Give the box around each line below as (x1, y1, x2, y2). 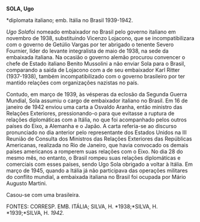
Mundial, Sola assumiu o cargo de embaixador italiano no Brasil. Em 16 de (6, 97, 188, 104)
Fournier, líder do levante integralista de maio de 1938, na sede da (6, 47, 169, 54)
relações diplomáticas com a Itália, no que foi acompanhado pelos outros (6, 116, 187, 123)
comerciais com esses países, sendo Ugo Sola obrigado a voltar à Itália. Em (6, 161, 193, 168)
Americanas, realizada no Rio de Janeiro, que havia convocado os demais (6, 142, 189, 148)
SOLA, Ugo (6, 5, 34, 12)
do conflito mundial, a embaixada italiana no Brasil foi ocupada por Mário (6, 174, 186, 180)
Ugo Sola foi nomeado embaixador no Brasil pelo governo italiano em (6, 28, 176, 35)
